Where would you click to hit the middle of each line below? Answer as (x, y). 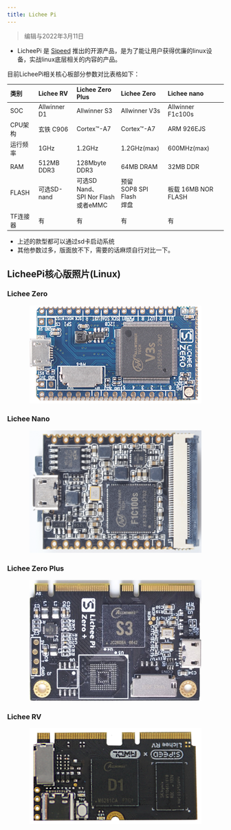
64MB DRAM (139, 166)
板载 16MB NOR (190, 189)
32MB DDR (183, 166)
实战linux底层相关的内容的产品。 (75, 59)
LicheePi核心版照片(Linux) (64, 274)
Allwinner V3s (140, 110)
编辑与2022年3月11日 (54, 36)
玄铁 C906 (53, 129)
